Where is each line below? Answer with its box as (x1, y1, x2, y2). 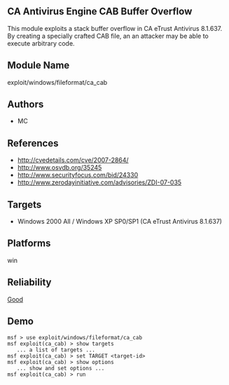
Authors (7, 98, 44, 111)
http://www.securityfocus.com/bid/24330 (17, 171, 139, 180)
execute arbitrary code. (7, 39, 75, 48)
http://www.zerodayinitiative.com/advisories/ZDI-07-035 (17, 178, 182, 187)
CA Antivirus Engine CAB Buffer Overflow (7, 6, 193, 18)
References (7, 137, 59, 149)
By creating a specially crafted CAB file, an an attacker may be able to (7, 32, 209, 40)
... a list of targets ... (16, 346, 96, 353)
